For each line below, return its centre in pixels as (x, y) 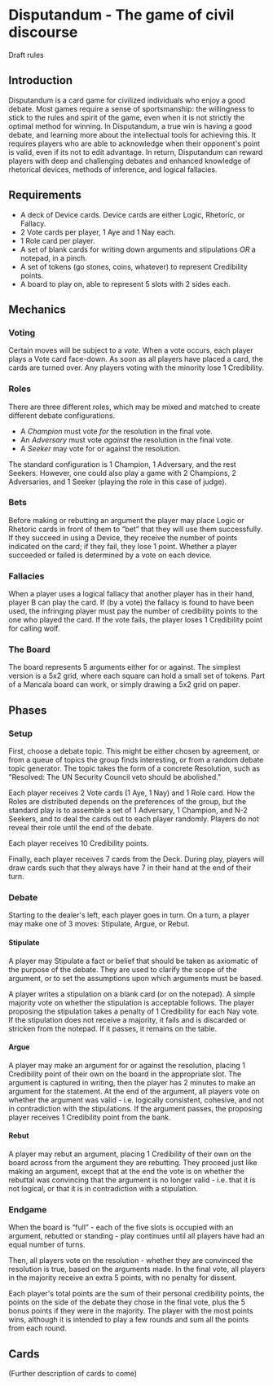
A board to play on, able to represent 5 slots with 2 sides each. (125, 284)
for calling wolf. (34, 628)
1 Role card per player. (57, 240)
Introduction (41, 80)
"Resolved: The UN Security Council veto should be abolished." (115, 777)
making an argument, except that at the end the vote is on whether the (126, 1172)
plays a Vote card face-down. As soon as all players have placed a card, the (136, 359)
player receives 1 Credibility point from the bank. (90, 1117)
